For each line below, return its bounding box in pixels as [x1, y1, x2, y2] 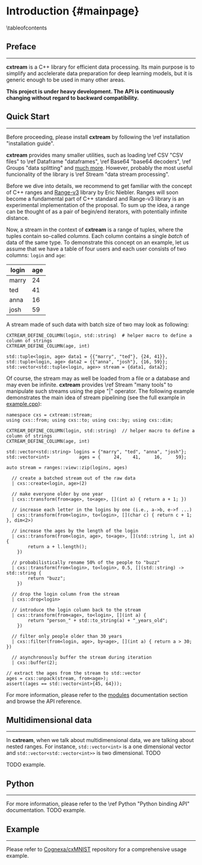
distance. [6, 214, 29, 221]
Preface [6, 42, 37, 52]
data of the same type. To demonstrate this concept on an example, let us [6, 239, 189, 246]
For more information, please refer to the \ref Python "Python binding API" [6, 800, 190, 808]
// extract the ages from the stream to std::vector [6, 670, 141, 676]
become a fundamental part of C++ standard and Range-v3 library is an [6, 195, 185, 202]
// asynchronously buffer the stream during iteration [11, 654, 152, 660]
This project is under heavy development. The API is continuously [6, 87, 174, 95]
